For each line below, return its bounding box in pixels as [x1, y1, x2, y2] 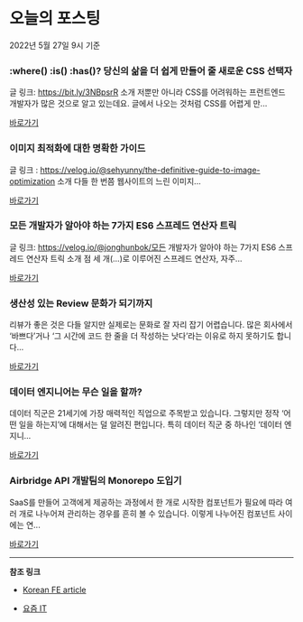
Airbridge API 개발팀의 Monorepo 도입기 [9, 475, 182, 487]
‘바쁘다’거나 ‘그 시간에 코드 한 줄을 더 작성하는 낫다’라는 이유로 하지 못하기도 [9, 330, 275, 341]
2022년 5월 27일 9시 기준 [9, 40, 101, 51]
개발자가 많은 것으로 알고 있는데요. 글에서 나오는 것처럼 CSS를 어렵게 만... [9, 98, 268, 109]
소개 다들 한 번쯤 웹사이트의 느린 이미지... [57, 175, 201, 186]
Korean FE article [22, 584, 87, 595]
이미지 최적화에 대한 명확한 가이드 [9, 142, 146, 154]
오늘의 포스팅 [9, 8, 101, 29]
